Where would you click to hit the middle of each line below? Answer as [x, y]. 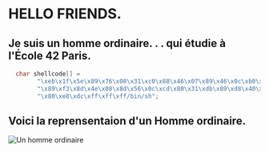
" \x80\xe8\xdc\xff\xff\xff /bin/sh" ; [98, 96]
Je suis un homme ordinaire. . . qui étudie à [117, 43]
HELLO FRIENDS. [65, 14]
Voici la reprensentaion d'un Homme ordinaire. [127, 121]
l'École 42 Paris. [50, 55]
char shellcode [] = [48, 74]
